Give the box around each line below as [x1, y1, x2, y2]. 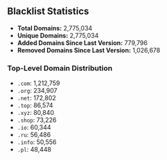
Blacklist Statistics [7, 6, 89, 17]
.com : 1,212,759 [17, 79, 60, 87]
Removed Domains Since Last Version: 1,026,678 [17, 46, 161, 54]
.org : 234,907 [17, 87, 58, 95]
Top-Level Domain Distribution [7, 63, 113, 73]
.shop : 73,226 [17, 116, 57, 124]
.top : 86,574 [17, 101, 53, 109]
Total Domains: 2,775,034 [17, 24, 93, 32]
